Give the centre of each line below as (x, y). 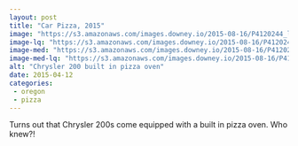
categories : (31, 83)
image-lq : (27, 42)
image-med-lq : (35, 58)
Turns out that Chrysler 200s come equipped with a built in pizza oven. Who (149, 125)
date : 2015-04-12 (41, 75)
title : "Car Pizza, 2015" (57, 26)
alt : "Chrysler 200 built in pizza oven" (87, 67)
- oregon (29, 91)
